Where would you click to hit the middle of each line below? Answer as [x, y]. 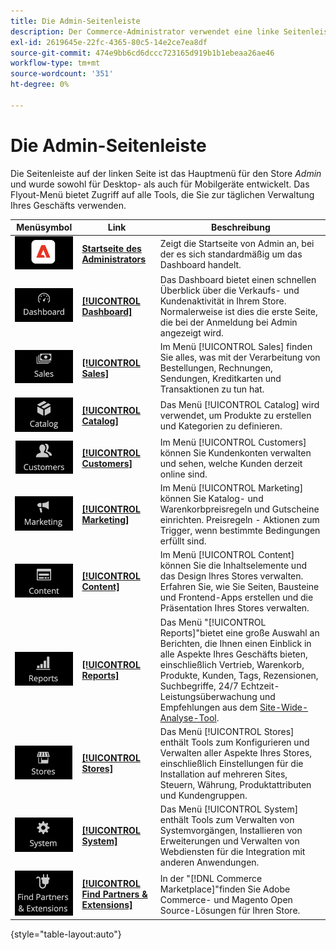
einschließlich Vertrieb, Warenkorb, [232, 664]
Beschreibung [240, 227]
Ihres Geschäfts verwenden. [68, 205]
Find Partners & [114, 894]
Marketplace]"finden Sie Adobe [225, 889]
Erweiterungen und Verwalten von [229, 841]
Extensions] [107, 905]
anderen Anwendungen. [209, 862]
